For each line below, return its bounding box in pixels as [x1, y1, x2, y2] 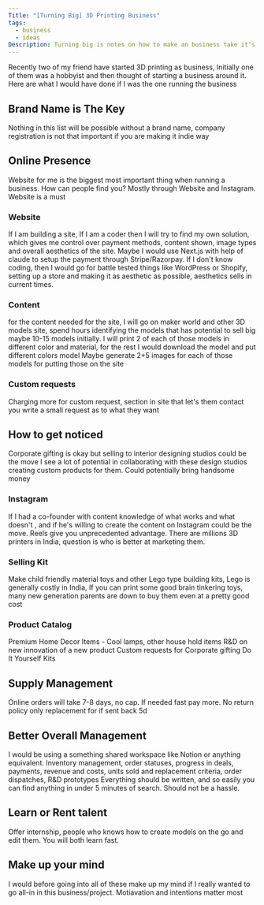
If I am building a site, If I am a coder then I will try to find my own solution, [8, 229, 250, 239]
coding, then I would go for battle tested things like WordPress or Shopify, [8, 263, 248, 273]
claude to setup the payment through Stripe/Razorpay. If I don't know [8, 255, 233, 264]
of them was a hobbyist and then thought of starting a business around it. [8, 71, 247, 80]
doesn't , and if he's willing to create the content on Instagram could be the [8, 520, 252, 529]
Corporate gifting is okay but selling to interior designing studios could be [8, 449, 247, 458]
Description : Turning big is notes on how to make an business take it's [8, 41, 256, 49]
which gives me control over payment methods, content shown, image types [8, 238, 257, 248]
